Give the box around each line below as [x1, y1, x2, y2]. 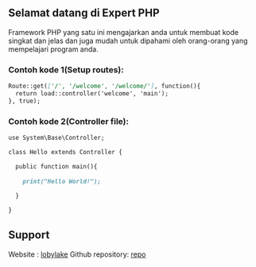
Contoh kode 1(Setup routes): [8, 64, 125, 75]
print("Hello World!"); [22, 177, 102, 185]
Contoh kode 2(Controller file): [8, 115, 130, 126]
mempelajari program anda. [8, 44, 99, 54]
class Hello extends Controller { [8, 148, 123, 156]
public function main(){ [15, 162, 98, 170]
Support [8, 228, 50, 242]
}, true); [8, 97, 41, 105]
